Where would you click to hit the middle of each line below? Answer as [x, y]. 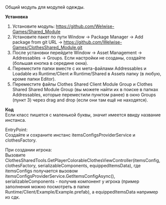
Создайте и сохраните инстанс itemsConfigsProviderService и [70, 135]
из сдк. [13, 197]
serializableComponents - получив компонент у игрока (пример [72, 181]
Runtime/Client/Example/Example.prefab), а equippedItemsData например [82, 192]
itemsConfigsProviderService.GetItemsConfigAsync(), [60, 176]
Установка [17, 17]
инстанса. [16, 120]
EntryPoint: [17, 130]
